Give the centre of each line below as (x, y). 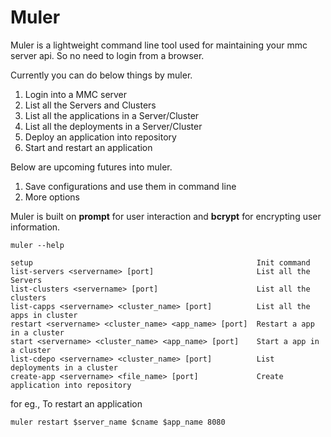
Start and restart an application (88, 147)
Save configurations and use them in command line (130, 186)
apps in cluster (44, 315)
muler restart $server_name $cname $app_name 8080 (118, 422)
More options (52, 197)
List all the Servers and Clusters (90, 105)
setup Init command (160, 262)
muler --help (37, 245)
